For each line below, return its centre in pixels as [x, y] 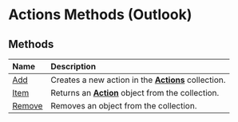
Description [73, 67]
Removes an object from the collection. [124, 106]
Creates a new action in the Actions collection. [138, 80]
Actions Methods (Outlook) [100, 15]
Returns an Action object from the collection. [135, 93]
